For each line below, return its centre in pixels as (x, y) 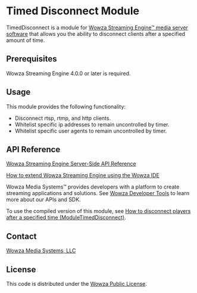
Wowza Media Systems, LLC (41, 251)
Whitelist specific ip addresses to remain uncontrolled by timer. (92, 124)
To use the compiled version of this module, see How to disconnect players (98, 211)
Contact (21, 236)
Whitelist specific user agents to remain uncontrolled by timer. (91, 131)
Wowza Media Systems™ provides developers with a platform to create (93, 187)
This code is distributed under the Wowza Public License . (77, 284)
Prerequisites (32, 59)
